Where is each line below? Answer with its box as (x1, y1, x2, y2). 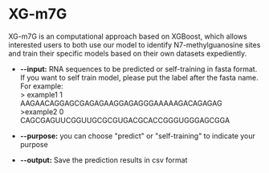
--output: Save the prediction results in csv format (19, 154, 188, 165)
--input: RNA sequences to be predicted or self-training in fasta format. (19, 64, 258, 73)
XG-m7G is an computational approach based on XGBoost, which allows (8, 31, 247, 41)
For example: (19, 81, 63, 91)
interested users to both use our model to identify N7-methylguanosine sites (8, 39, 261, 49)
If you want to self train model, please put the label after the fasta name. (19, 72, 259, 82)
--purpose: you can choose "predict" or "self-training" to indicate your (19, 130, 255, 141)
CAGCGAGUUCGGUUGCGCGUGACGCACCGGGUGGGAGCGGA (19, 115, 230, 125)
